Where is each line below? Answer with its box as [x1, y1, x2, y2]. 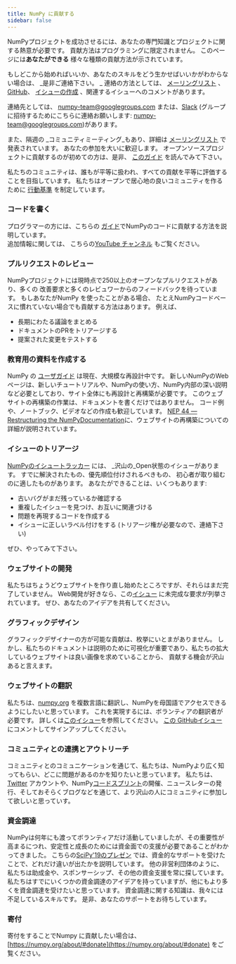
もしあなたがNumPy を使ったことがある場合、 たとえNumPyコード [20, 294, 214, 302]
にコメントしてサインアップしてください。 [7, 724, 130, 733]
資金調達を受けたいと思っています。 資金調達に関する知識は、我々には [19, 886, 223, 895]
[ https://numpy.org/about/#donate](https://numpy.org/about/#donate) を [7, 940, 218, 948]
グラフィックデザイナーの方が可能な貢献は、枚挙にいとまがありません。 [7, 635, 216, 643]
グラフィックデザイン [7, 617, 79, 627]
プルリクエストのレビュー [7, 259, 94, 268]
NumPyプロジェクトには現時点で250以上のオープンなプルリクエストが [7, 276, 212, 285]
